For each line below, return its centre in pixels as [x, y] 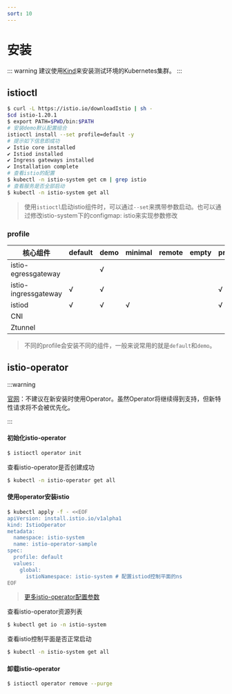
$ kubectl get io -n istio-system [57, 625]
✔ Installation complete [43, 167]
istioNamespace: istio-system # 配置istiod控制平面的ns [104, 576]
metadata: [21, 531]
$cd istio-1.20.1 [32, 115]
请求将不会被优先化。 [43, 407]
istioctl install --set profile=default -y [71, 135]
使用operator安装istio [38, 497]
